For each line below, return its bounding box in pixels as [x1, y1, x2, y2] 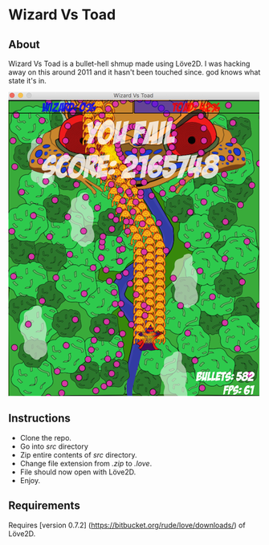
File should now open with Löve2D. [19, 467, 137, 477]
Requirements [8, 499, 80, 513]
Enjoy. [19, 475, 41, 485]
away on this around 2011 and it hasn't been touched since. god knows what [8, 67, 261, 77]
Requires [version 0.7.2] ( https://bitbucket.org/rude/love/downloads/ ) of [8, 520, 247, 530]
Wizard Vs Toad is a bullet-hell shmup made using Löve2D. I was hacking [8, 59, 251, 68]
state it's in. [8, 76, 47, 85]
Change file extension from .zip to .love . [19, 458, 153, 468]
